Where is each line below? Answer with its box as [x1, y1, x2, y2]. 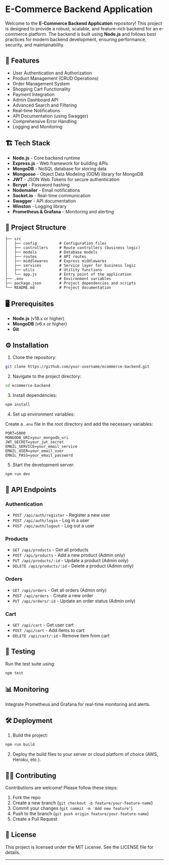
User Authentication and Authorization [12, 70, 92, 76]
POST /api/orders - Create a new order [12, 593, 94, 599]
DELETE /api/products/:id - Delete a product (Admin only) [12, 563, 134, 569]
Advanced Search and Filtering [12, 102, 77, 108]
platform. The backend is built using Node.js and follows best [28, 31, 156, 37]
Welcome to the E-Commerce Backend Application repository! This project [5, 20, 162, 26]
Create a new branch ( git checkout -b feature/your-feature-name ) [12, 800, 153, 806]
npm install [5, 402, 30, 407]
